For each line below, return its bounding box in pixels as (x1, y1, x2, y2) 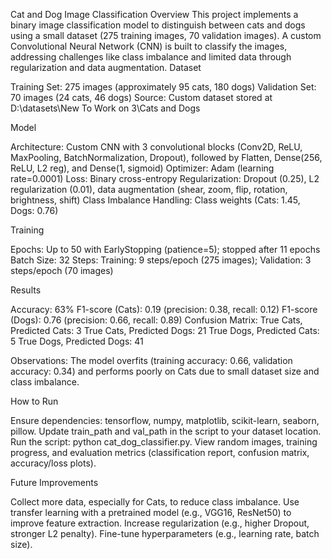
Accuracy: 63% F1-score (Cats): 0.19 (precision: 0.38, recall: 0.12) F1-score (10, 304, 318, 315)
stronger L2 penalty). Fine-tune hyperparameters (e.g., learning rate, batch (10, 528, 320, 539)
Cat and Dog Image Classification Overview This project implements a (10, 9, 299, 20)
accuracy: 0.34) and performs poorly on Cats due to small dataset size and (10, 365, 320, 377)
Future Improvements (10, 477, 99, 488)
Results (10, 284, 42, 296)
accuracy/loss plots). (10, 457, 97, 469)
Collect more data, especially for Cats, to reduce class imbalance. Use (10, 496, 300, 508)
